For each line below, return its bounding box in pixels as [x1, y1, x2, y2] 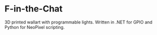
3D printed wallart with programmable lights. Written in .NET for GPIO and [4, 19, 153, 25]
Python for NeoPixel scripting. [4, 24, 65, 30]
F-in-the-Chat [4, 3, 63, 14]
